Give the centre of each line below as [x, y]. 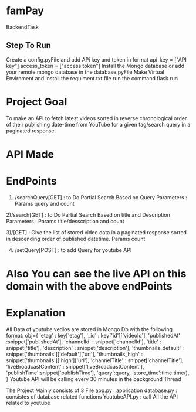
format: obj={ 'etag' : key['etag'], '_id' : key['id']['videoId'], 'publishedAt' [93, 335]
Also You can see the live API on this [96, 274]
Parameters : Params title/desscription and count [65, 221]
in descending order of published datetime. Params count [76, 239]
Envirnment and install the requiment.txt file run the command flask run [92, 78]
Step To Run [29, 45]
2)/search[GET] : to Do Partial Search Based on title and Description [88, 214]
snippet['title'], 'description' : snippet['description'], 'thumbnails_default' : [95, 348]
